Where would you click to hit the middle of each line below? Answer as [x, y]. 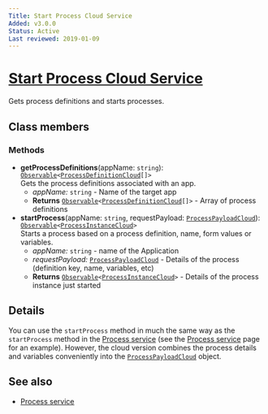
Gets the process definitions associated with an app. [108, 183]
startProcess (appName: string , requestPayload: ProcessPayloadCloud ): [140, 218]
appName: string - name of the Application [106, 250]
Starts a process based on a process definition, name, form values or [136, 233]
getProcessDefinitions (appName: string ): [92, 167]
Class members [49, 127]
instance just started [67, 285]
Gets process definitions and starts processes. [86, 101]
